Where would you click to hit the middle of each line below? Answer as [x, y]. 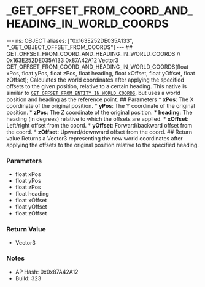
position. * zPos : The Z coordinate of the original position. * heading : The [99, 112]
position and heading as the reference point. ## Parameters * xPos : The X [100, 99]
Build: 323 [28, 278]
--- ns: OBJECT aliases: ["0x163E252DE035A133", [70, 40]
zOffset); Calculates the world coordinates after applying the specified [95, 80]
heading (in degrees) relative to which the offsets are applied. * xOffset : [98, 119]
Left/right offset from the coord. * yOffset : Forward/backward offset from [99, 125]
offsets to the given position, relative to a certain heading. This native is [97, 86]
